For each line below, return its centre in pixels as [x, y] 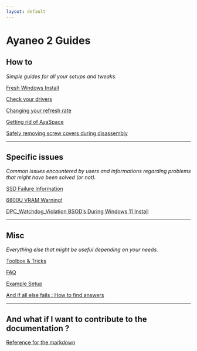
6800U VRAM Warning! [34, 200]
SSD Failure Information [35, 189]
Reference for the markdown [41, 342]
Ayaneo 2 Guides [48, 40]
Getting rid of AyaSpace [35, 122]
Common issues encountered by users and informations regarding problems [98, 171]
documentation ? [38, 328]
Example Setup [24, 284]
